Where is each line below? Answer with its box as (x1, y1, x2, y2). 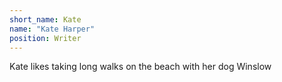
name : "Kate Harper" (9, 24, 96, 34)
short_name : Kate (9, 14, 82, 25)
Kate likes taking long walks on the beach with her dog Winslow (9, 61, 272, 73)
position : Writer (9, 33, 82, 43)
